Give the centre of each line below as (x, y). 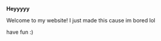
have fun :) (20, 32)
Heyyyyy (18, 9)
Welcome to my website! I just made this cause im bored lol (81, 20)
